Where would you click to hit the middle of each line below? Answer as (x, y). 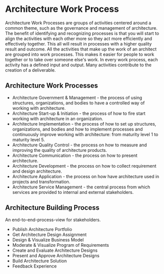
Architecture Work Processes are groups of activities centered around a (78, 23)
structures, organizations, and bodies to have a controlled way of (78, 103)
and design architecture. (37, 171)
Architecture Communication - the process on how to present (75, 155)
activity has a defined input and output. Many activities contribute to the (78, 65)
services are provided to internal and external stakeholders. (73, 192)
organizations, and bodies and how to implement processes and (78, 129)
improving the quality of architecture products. (60, 150)
